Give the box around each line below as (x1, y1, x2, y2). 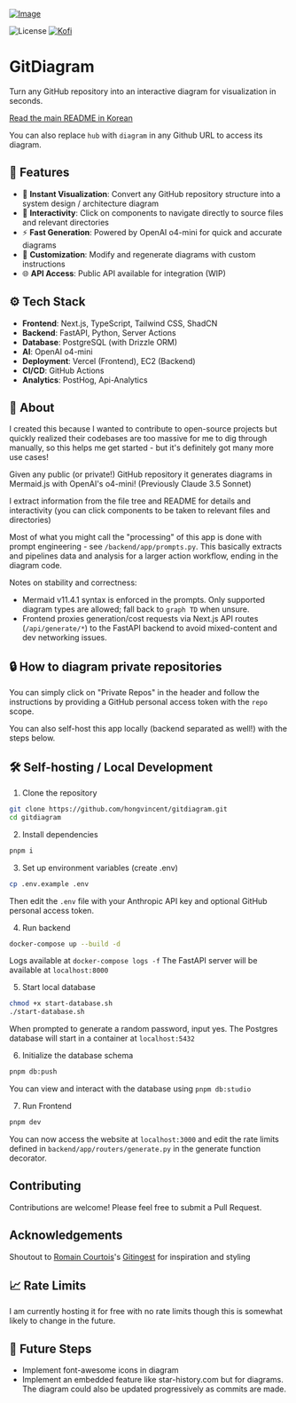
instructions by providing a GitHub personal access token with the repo (9, 697, 269, 708)
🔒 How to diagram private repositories (9, 659, 222, 674)
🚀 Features (9, 165, 70, 180)
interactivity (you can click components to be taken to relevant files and (9, 505, 270, 516)
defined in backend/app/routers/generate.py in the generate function (9, 1143, 261, 1153)
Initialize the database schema (21, 1050, 134, 1061)
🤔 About (9, 400, 55, 415)
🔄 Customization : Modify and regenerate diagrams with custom (21, 249, 256, 259)
